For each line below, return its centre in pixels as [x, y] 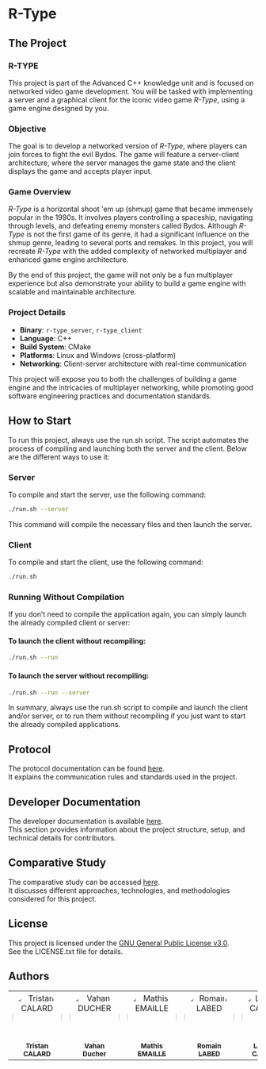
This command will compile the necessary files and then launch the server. [130, 524]
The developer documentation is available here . [86, 821]
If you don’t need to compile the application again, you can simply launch [127, 614]
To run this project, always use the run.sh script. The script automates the [129, 440]
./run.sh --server [38, 509]
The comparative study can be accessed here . [84, 882]
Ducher [95, 1054]
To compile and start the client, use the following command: [106, 562]
